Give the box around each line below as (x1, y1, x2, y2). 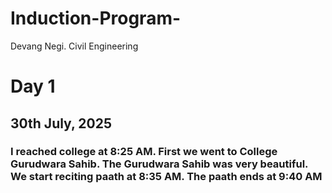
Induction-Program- (10, 7, 182, 30)
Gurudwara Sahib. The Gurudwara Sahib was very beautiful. (10, 157, 309, 171)
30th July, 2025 (10, 115, 112, 132)
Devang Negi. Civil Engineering (10, 40, 139, 52)
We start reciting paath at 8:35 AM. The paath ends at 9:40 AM (10, 170, 323, 184)
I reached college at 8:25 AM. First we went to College (10, 145, 278, 159)
